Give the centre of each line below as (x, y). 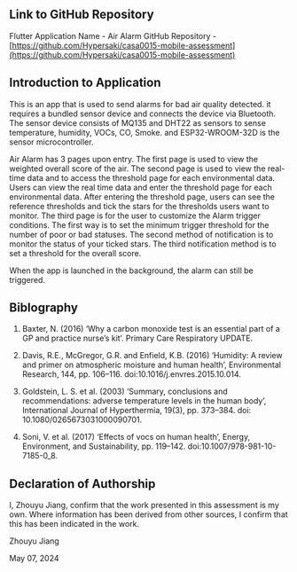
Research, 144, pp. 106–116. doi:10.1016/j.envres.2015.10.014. (132, 374)
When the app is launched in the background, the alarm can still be (132, 270)
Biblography (43, 308)
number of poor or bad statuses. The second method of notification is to (141, 234)
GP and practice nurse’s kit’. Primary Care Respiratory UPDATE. (137, 338)
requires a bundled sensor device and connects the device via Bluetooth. (143, 114)
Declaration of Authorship (82, 484)
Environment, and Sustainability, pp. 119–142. (104, 446)
